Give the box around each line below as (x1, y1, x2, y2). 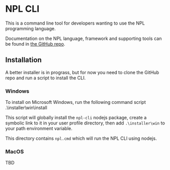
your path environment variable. (5, 125, 72, 132)
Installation (5, 56, 42, 65)
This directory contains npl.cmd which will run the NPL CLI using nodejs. (5, 135, 157, 141)
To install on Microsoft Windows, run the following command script (5, 99, 146, 105)
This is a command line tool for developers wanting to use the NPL (5, 20, 145, 26)
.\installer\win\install (5, 104, 47, 111)
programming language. (5, 25, 56, 31)
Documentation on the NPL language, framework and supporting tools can (5, 35, 162, 41)
